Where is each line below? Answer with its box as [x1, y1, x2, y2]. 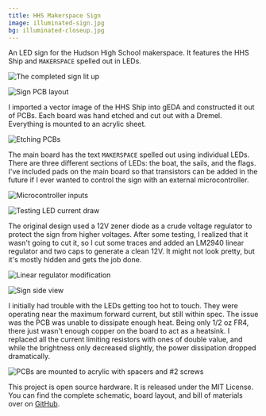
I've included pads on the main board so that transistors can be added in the [8, 167, 258, 177]
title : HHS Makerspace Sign [8, 11, 102, 20]
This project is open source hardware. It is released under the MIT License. [8, 382, 254, 392]
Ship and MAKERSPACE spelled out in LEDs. [8, 56, 141, 66]
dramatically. [8, 352, 50, 361]
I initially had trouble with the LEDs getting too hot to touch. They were [8, 301, 238, 311]
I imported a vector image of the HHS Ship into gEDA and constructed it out [8, 102, 255, 112]
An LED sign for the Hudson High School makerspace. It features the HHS [8, 48, 249, 58]
